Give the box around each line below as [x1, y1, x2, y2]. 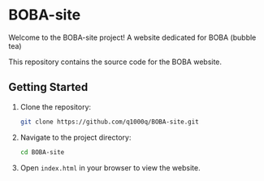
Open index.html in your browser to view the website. [19, 162, 201, 172]
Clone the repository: [19, 101, 92, 111]
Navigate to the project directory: [19, 132, 132, 142]
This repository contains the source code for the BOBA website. [8, 57, 222, 67]
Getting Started [8, 80, 89, 94]
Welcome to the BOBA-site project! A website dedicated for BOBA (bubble [8, 32, 257, 42]
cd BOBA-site [19, 148, 65, 156]
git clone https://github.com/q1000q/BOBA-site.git [19, 118, 199, 126]
